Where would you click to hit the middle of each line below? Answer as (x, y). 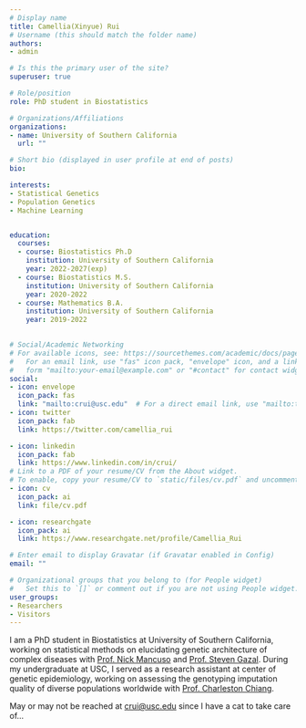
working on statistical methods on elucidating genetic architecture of (138, 650)
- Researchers (36, 606)
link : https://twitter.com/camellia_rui (95, 430)
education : (30, 235)
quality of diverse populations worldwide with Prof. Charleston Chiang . (142, 689)
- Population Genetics (52, 202)
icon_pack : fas (46, 396)
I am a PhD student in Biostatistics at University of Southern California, (142, 640)
